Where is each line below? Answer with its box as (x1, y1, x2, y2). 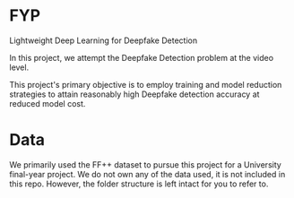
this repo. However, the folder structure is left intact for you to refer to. (9, 178, 269, 189)
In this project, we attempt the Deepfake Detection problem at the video (9, 52, 274, 63)
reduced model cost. (9, 98, 86, 108)
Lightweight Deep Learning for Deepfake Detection (9, 35, 198, 46)
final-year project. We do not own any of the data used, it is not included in (9, 168, 286, 179)
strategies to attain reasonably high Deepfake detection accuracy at (9, 89, 260, 99)
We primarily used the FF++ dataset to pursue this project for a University (9, 159, 282, 170)
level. (9, 62, 30, 73)
